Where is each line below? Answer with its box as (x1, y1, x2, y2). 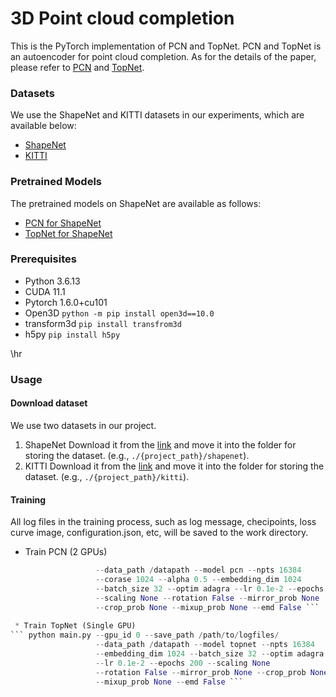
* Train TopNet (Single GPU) (14, 621, 137, 631)
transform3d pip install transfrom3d (24, 317, 182, 329)
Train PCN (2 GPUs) (24, 546, 108, 558)
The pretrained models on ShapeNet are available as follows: (10, 197, 262, 209)
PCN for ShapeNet (24, 217, 102, 229)
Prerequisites (10, 252, 77, 266)
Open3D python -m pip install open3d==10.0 (24, 307, 215, 319)
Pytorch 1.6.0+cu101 (24, 296, 108, 308)
